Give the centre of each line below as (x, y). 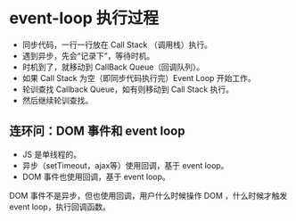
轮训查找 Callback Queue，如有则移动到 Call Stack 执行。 (128, 89)
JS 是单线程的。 (52, 154)
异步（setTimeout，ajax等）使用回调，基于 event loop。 (125, 165)
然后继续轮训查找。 (58, 100)
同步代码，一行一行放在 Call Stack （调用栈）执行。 (117, 45)
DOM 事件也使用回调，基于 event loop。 (96, 176)
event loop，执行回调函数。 (60, 207)
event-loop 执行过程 (84, 18)
